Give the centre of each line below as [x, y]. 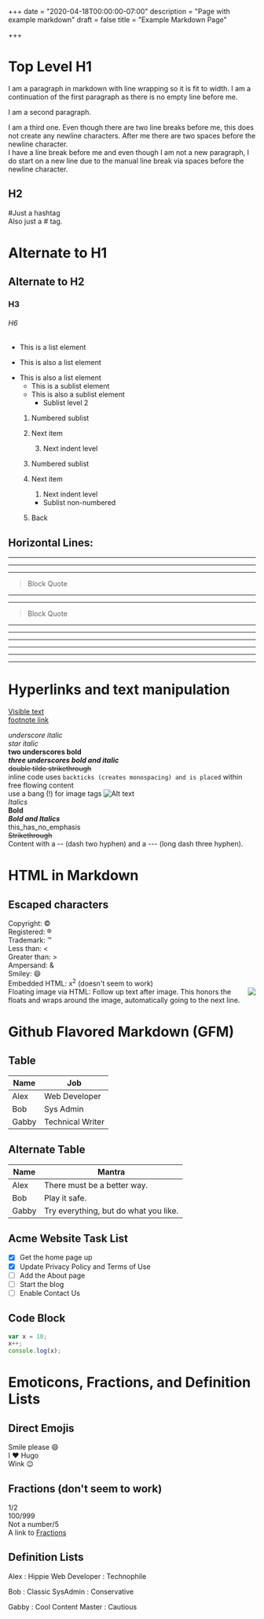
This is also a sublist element [78, 395]
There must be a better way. [96, 1185]
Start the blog [42, 1284]
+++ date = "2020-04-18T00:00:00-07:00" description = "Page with [119, 11]
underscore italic [35, 736]
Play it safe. [66, 1197]
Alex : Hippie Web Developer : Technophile [77, 1576]
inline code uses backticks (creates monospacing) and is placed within [125, 777]
